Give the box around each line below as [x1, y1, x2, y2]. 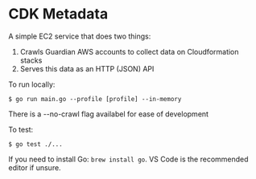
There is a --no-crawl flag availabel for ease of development [8, 109, 209, 119]
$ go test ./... [8, 140, 63, 148]
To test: [8, 124, 34, 134]
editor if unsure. [8, 162, 62, 173]
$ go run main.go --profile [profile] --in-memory [8, 95, 182, 103]
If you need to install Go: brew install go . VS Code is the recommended [8, 154, 249, 164]
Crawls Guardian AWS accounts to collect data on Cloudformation [19, 47, 239, 56]
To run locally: [8, 79, 56, 89]
